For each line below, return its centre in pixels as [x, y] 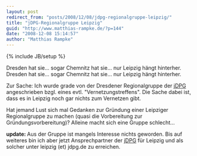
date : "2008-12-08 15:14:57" [42, 34]
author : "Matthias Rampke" [40, 39]
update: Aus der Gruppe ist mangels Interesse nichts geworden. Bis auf [94, 134]
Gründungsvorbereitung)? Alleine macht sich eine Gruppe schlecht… [90, 122]
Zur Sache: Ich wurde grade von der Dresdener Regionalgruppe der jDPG [96, 86]
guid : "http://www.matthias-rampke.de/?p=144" [65, 28]
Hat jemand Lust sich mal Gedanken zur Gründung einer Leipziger [87, 110]
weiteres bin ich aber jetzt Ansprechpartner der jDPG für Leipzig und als [95, 140]
